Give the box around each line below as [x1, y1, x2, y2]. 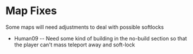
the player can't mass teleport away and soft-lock [14, 41, 135, 48]
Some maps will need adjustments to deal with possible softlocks [5, 23, 164, 31]
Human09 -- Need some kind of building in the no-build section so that [14, 35, 187, 42]
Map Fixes [5, 4, 57, 18]
